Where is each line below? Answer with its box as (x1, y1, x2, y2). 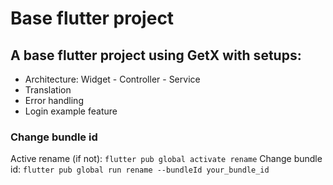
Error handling (24, 95, 84, 106)
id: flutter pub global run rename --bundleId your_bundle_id (10, 163, 270, 176)
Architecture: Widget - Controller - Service (24, 73, 201, 85)
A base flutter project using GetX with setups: (10, 47, 302, 64)
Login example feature (24, 105, 118, 117)
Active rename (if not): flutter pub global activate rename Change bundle (10, 153, 323, 165)
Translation (24, 84, 72, 96)
